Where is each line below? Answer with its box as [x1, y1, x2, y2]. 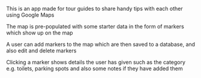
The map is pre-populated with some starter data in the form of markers [6, 23, 184, 30]
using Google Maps [6, 11, 55, 18]
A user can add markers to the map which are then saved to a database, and [6, 41, 196, 48]
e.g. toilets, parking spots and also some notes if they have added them [6, 65, 183, 72]
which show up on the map [6, 29, 73, 36]
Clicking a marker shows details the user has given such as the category [6, 59, 186, 65]
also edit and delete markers [6, 47, 77, 54]
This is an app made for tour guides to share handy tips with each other [6, 5, 183, 12]
